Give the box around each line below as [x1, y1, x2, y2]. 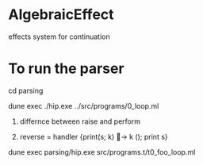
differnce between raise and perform [19, 117, 141, 126]
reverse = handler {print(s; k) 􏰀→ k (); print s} [19, 132, 168, 141]
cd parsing [8, 86, 44, 95]
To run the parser [8, 59, 124, 78]
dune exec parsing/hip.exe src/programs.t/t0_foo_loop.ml [8, 147, 196, 156]
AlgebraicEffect [8, 6, 114, 24]
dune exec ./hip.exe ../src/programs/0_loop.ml [8, 101, 159, 110]
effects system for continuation [8, 32, 111, 41]
